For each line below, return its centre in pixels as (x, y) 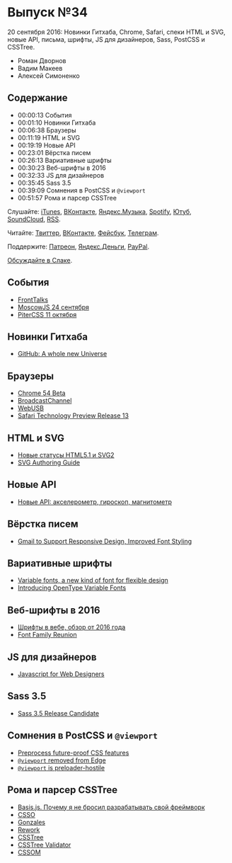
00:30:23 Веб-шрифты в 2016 (62, 168)
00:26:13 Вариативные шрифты (64, 160)
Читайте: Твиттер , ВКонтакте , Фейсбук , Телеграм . (83, 233)
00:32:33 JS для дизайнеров (61, 175)
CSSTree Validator (44, 845)
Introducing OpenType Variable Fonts (72, 588)
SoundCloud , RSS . (34, 219)
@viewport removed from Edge (62, 760)
